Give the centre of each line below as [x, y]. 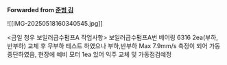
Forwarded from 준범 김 [40, 10]
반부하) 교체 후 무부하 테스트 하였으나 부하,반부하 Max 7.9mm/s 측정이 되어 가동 [114, 46]
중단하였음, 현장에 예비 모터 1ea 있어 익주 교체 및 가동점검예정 [89, 54]
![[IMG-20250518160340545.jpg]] [55, 23]
